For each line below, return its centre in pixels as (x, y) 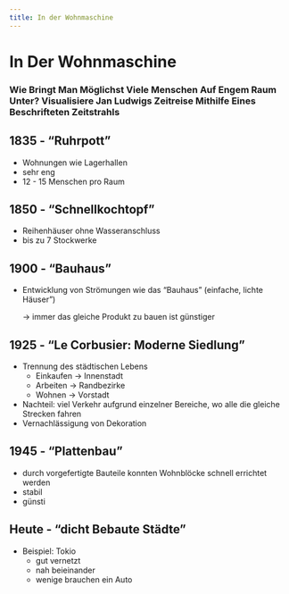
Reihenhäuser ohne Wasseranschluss (91, 231)
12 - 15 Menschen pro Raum (73, 181)
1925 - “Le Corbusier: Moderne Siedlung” (127, 345)
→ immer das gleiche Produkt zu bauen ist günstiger (119, 317)
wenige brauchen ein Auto (84, 579)
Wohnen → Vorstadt (72, 395)
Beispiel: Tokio (49, 551)
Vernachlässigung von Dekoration (84, 423)
